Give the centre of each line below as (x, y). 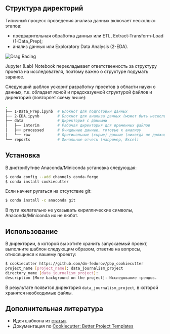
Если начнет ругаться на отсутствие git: (49, 191)
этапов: (13, 26)
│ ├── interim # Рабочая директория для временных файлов (78, 126)
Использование (32, 232)
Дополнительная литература (54, 308)
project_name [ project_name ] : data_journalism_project (64, 268)
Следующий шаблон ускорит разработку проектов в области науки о (80, 87)
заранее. (15, 77)
